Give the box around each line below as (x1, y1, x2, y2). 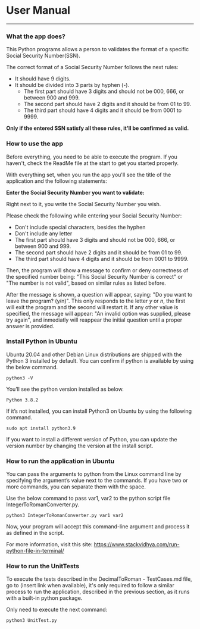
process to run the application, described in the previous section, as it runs (6, 588, 190, 596)
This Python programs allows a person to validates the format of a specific (6, 46, 189, 53)
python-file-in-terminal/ (6, 547, 64, 555)
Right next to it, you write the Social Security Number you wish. (6, 200, 161, 207)
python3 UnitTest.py (6, 618, 58, 624)
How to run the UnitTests (6, 562, 79, 571)
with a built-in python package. (6, 594, 83, 602)
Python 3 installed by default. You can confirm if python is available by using (6, 357, 194, 364)
